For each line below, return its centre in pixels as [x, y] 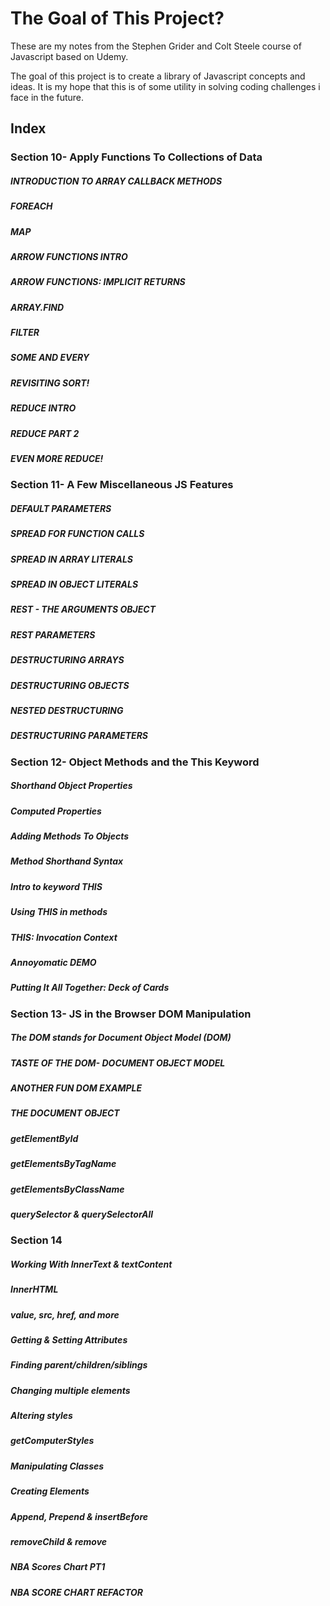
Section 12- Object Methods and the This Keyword [135, 762]
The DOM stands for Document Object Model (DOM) [121, 1038]
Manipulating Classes [57, 1466]
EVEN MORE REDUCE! [57, 458]
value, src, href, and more [65, 1314]
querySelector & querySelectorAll [82, 1214]
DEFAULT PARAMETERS [61, 508]
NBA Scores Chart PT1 [58, 1567]
